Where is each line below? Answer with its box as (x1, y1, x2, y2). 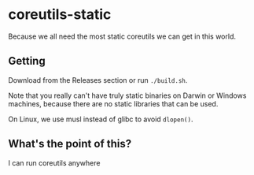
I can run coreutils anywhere (8, 158, 101, 167)
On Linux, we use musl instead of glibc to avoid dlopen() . (8, 114, 193, 124)
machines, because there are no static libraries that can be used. (8, 99, 219, 108)
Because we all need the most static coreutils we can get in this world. (8, 32, 236, 41)
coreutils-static (8, 6, 112, 24)
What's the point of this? (8, 137, 132, 151)
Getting (8, 54, 46, 68)
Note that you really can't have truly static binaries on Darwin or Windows (8, 91, 247, 100)
